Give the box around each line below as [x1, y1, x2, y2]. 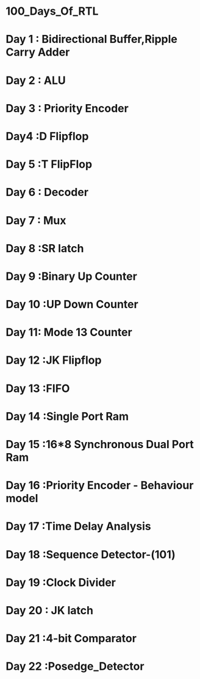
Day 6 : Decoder [5, 186, 89, 200]
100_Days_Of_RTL [5, 4, 99, 18]
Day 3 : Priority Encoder [5, 101, 129, 115]
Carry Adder [5, 45, 70, 59]
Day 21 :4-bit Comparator [5, 632, 137, 645]
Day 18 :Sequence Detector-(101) [5, 547, 176, 561]
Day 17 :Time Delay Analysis [5, 519, 151, 533]
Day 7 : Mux [5, 213, 66, 227]
